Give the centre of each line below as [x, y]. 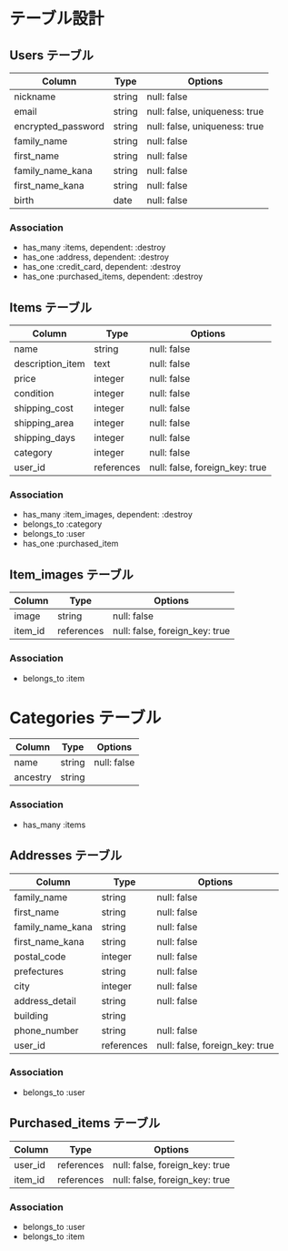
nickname [35, 97]
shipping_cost [44, 408]
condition [34, 394]
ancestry [33, 777]
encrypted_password [59, 126]
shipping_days [45, 438]
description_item [50, 364]
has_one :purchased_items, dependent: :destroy [113, 277]
